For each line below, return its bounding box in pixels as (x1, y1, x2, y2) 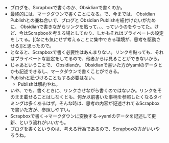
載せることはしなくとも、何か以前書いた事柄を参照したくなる (23, 94, 154, 100)
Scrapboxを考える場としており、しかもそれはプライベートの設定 (28, 30, 164, 36)
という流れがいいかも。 (19, 120, 69, 125)
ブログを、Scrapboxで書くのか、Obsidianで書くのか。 (10, 5, 125, 10)
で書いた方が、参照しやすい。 (10, 107, 73, 112)
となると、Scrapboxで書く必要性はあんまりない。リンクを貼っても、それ (10, 49, 164, 55)
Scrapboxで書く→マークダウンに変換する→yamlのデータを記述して (10, 113, 152, 119)
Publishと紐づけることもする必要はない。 (10, 75, 98, 81)
